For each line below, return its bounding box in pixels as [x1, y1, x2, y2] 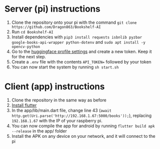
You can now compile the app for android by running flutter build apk [11, 123, 155, 129]
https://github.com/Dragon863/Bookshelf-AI [11, 24, 101, 30]
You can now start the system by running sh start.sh [11, 64, 119, 70]
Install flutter [11, 102, 37, 108]
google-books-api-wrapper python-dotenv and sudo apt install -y [11, 39, 146, 45]
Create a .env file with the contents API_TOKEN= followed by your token [11, 59, 151, 65]
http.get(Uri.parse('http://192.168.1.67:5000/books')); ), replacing [11, 113, 152, 118]
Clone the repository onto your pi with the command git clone [11, 19, 137, 25]
